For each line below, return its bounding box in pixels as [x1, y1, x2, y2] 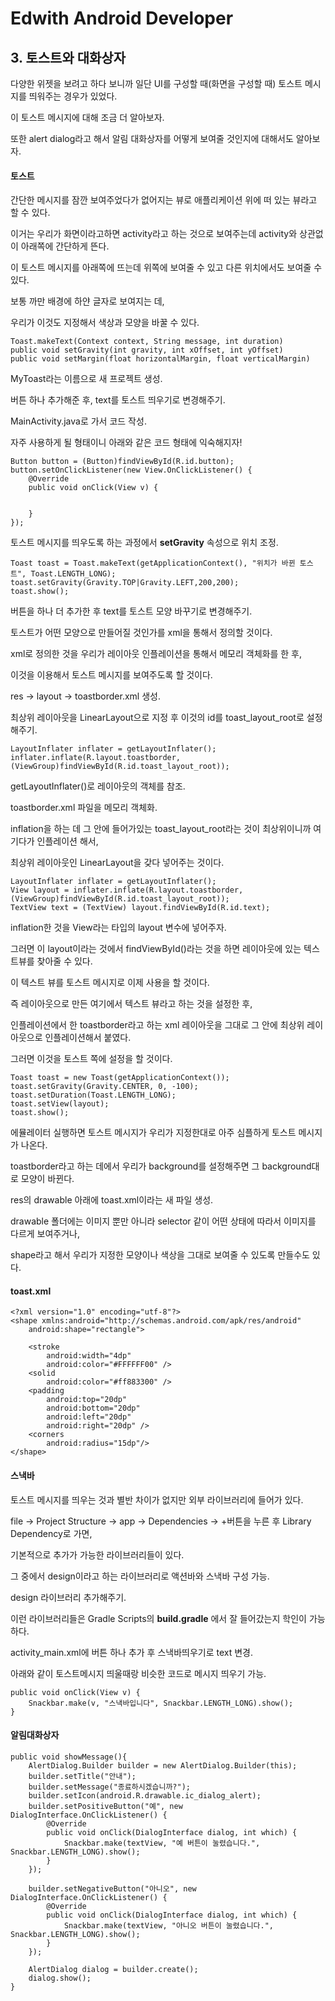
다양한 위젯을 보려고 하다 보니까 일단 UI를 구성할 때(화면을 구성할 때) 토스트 [10, 78, 303, 89]
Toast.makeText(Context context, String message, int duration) [10, 337, 284, 347]
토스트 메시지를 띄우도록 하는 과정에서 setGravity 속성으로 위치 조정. [10, 537, 279, 549]
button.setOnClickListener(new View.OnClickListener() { [10, 465, 253, 476]
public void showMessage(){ [10, 1752, 128, 1762]
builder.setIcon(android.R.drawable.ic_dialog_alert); [28, 1790, 262, 1801]
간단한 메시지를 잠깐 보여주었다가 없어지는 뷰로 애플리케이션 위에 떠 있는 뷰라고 [10, 194, 318, 206]
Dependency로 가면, [10, 1527, 93, 1539]
